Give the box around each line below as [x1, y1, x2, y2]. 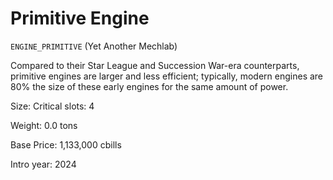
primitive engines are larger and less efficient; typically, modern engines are [10, 70, 324, 82]
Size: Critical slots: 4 [10, 100, 95, 112]
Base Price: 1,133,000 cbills [10, 138, 122, 151]
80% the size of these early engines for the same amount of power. [10, 80, 289, 92]
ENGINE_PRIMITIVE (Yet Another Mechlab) [10, 40, 178, 52]
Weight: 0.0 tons [10, 119, 78, 131]
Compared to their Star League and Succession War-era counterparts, [10, 59, 300, 71]
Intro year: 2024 [10, 158, 77, 170]
